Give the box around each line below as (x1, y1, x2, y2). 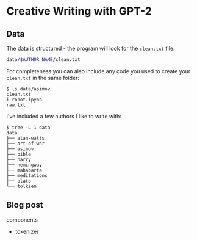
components (6, 216, 38, 224)
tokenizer (15, 228, 39, 235)
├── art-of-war (6, 140, 45, 147)
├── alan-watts (6, 135, 45, 141)
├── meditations (6, 172, 48, 178)
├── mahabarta (6, 167, 43, 173)
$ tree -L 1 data (6, 124, 51, 131)
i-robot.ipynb (6, 96, 43, 103)
